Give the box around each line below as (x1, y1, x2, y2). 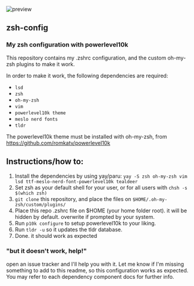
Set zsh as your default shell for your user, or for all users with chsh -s (14, 184, 187, 191)
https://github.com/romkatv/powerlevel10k (6, 139, 111, 146)
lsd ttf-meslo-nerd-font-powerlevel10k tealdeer (14, 178, 138, 184)
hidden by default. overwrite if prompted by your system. (14, 213, 155, 220)
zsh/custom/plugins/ (14, 202, 66, 208)
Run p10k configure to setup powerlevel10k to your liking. (14, 219, 157, 227)
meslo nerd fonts (14, 116, 58, 122)
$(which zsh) (14, 190, 48, 196)
